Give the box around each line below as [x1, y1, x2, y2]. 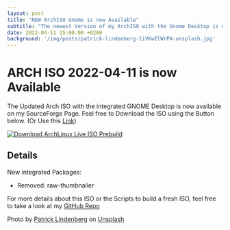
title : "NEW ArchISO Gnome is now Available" [7, 16, 139, 23]
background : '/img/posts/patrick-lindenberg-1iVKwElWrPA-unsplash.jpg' [7, 36, 216, 42]
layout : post [7, 10, 44, 17]
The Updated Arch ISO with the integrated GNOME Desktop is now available [7, 102, 221, 110]
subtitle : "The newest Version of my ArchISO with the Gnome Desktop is [7, 23, 219, 29]
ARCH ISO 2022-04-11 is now [7, 65, 177, 81]
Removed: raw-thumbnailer [16, 181, 94, 189]
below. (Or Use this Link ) [7, 117, 77, 125]
